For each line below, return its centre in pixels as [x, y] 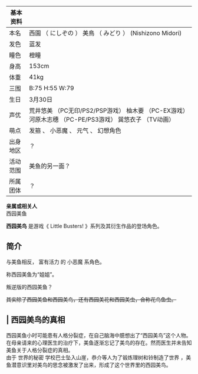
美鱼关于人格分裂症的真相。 [40, 350]
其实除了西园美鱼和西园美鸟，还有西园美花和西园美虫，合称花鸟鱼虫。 [91, 299]
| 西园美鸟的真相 [36, 320]
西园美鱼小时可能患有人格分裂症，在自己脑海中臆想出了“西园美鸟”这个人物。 [99, 335]
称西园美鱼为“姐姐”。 [32, 274]
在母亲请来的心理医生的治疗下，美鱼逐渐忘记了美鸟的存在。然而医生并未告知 [99, 343]
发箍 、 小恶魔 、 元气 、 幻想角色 [75, 131]
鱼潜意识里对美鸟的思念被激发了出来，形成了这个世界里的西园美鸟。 [89, 365]
